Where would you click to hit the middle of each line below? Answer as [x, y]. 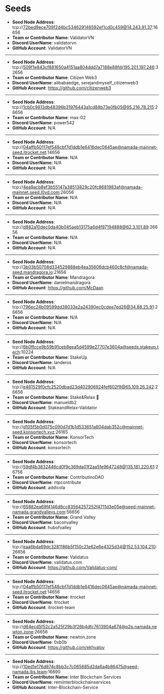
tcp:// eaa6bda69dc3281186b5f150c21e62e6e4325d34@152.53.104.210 [84, 547]
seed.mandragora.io [32, 272]
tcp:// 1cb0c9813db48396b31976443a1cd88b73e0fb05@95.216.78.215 [83, 107]
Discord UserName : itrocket [41, 602]
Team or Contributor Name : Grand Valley [54, 517]
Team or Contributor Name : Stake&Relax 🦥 [55, 397]
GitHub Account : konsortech [41, 448]
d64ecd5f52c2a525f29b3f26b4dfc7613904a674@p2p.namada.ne [90, 626]
